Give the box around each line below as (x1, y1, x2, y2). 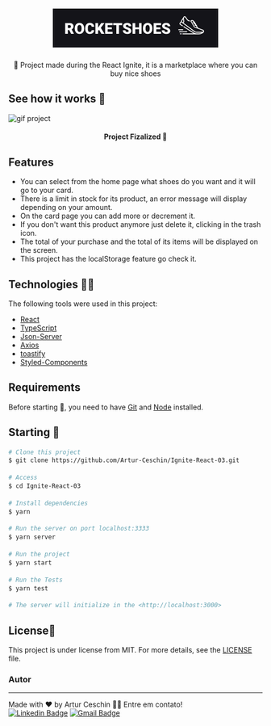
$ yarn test (8, 584, 48, 593)
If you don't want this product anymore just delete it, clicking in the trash (19, 220, 261, 229)
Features (8, 155, 54, 169)
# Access (8, 473, 38, 482)
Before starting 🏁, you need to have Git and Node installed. (8, 402, 204, 412)
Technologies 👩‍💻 (8, 277, 95, 291)
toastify (19, 348, 46, 359)
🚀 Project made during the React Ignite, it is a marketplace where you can (13, 60, 258, 69)
